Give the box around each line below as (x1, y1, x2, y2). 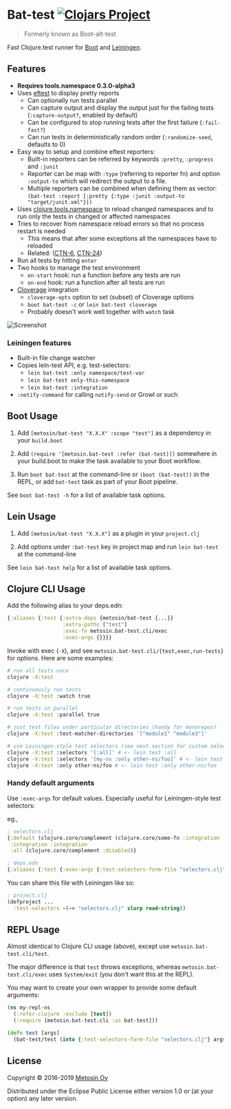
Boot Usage (7, 411, 58, 422)
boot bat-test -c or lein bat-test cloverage (27, 300, 157, 308)
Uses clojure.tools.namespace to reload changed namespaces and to (16, 204, 214, 213)
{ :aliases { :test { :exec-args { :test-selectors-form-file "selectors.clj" (7, 866, 226, 873)
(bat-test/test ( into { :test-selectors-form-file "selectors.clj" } (13, 1036, 211, 1043)
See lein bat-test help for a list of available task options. (7, 563, 172, 571)
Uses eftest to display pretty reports (16, 88, 120, 97)
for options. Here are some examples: (7, 654, 114, 662)
